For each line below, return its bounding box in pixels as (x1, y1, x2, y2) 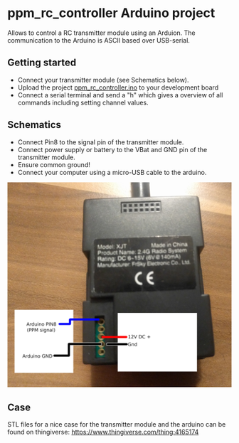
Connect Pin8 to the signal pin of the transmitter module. (17, 137, 184, 146)
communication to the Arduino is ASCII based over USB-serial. (7, 36, 191, 44)
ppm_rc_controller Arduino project (7, 5, 216, 21)
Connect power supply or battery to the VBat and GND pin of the (17, 145, 208, 154)
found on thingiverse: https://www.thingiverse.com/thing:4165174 (7, 428, 199, 437)
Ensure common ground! (17, 160, 90, 169)
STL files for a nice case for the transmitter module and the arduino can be (7, 420, 226, 429)
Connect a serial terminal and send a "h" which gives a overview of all (17, 90, 223, 99)
